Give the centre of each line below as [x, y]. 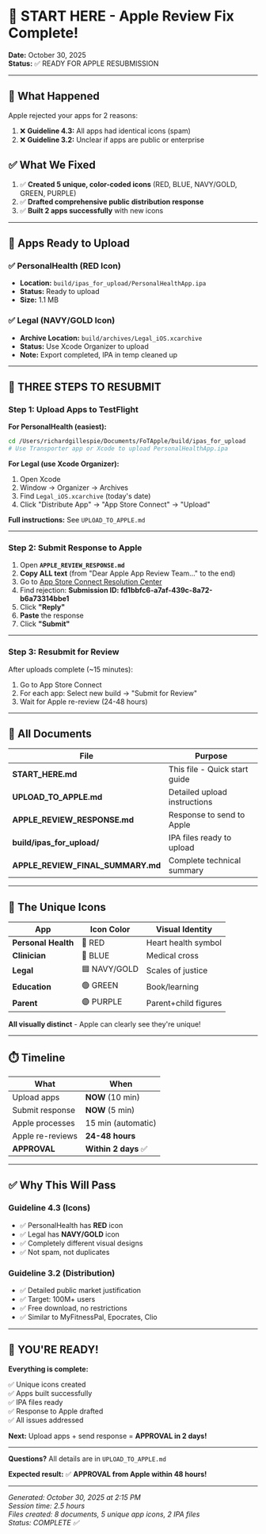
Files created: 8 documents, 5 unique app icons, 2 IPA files [104, 1514]
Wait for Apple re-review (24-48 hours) [84, 702]
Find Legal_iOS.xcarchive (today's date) [85, 495]
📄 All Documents [50, 734]
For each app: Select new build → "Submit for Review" [108, 693]
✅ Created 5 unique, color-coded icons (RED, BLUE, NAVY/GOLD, [128, 184]
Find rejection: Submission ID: [69, 591]
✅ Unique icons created [47, 1384]
